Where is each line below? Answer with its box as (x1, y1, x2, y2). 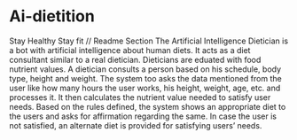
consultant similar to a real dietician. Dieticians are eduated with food (9, 54, 262, 65)
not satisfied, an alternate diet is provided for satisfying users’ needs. (9, 120, 262, 130)
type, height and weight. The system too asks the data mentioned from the (9, 73, 282, 83)
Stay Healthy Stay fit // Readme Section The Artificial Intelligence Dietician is (9, 35, 289, 46)
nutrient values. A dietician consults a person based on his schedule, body (9, 64, 282, 74)
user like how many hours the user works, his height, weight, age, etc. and (9, 82, 281, 93)
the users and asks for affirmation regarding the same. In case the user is (9, 111, 277, 121)
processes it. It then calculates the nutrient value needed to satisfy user (9, 91, 271, 103)
